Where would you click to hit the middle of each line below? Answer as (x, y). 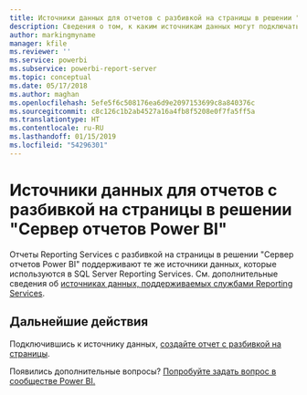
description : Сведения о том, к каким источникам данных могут (132, 26)
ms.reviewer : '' (40, 52)
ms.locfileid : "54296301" (58, 145)
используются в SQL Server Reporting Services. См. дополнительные (144, 274)
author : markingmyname (53, 35)
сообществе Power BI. (53, 380)
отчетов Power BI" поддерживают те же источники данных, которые (143, 264)
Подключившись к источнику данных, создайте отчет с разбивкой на (145, 344)
